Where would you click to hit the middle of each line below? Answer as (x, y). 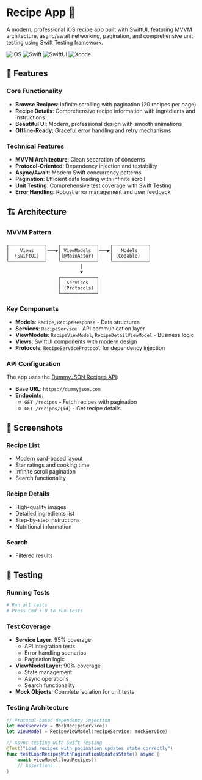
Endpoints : (29, 396)
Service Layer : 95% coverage (53, 640)
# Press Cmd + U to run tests (45, 611)
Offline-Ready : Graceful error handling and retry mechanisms (93, 130)
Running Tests (28, 592)
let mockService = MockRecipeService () (57, 726)
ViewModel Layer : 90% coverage (58, 666)
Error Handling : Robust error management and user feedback (93, 191)
